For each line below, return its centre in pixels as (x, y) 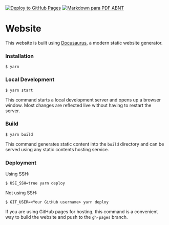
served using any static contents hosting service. (57, 149)
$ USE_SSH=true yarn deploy (35, 183)
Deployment (21, 162)
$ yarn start (19, 90)
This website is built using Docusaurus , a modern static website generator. (84, 43)
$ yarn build (19, 134)
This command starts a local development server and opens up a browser (83, 99)
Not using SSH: (21, 193)
